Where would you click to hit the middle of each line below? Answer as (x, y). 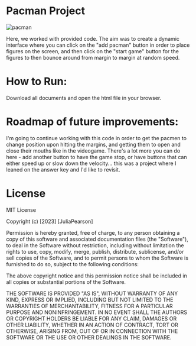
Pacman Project (46, 11)
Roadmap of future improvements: (92, 122)
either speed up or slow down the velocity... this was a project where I (91, 163)
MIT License (21, 210)
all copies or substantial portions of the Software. (66, 282)
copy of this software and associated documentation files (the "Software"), (97, 239)
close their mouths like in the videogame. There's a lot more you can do (93, 151)
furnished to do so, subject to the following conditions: (72, 264)
